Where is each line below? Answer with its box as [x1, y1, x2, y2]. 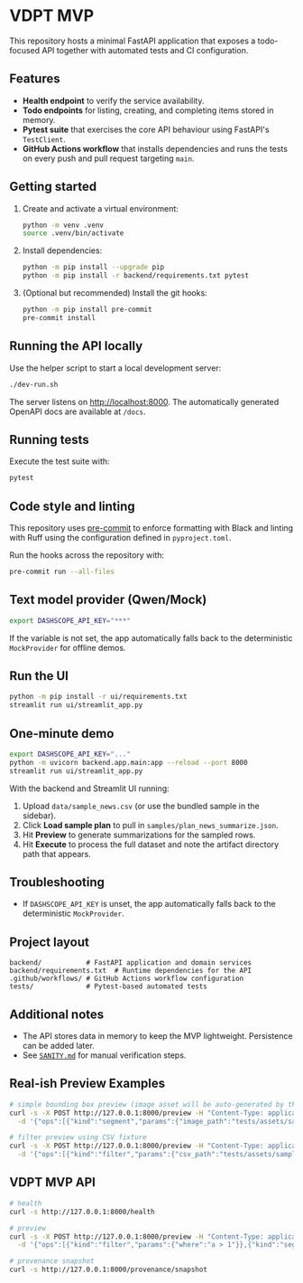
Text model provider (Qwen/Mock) [9, 592, 207, 608]
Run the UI [9, 668, 69, 684]
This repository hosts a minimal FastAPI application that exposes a [9, 35, 256, 46]
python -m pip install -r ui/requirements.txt [9, 693, 188, 702]
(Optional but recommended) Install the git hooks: [22, 288, 207, 298]
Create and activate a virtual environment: [22, 203, 179, 213]
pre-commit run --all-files [9, 567, 115, 576]
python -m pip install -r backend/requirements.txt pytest [22, 271, 250, 280]
